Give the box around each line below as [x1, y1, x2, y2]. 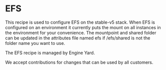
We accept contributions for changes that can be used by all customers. [5, 59, 154, 65]
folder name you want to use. [5, 40, 65, 46]
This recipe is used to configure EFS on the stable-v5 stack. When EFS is [5, 19, 156, 25]
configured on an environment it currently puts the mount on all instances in [5, 24, 161, 30]
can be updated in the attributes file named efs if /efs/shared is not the [5, 35, 151, 41]
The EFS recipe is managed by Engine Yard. [5, 50, 95, 56]
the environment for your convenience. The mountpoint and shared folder [5, 30, 157, 35]
